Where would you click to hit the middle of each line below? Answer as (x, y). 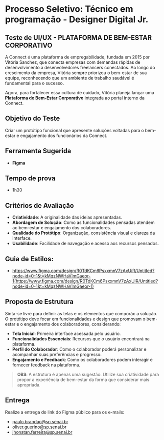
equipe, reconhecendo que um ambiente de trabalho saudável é (70, 78)
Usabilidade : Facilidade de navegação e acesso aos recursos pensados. (85, 244)
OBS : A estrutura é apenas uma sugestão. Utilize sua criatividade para (88, 374)
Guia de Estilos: (29, 259)
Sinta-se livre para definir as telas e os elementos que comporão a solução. (81, 313)
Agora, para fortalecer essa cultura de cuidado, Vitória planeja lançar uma (80, 93)
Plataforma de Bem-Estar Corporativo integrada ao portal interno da (75, 98)
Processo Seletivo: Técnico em (69, 9)
